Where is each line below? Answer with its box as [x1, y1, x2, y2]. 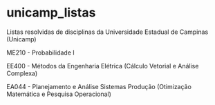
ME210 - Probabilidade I [6, 48, 75, 57]
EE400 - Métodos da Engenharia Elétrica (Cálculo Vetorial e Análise [6, 61, 199, 70]
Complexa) [6, 69, 38, 77]
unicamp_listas [6, 5, 96, 21]
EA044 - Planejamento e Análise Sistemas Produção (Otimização [6, 82, 191, 90]
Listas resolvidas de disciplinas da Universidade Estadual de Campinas [6, 28, 209, 36]
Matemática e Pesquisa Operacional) [6, 90, 112, 98]
